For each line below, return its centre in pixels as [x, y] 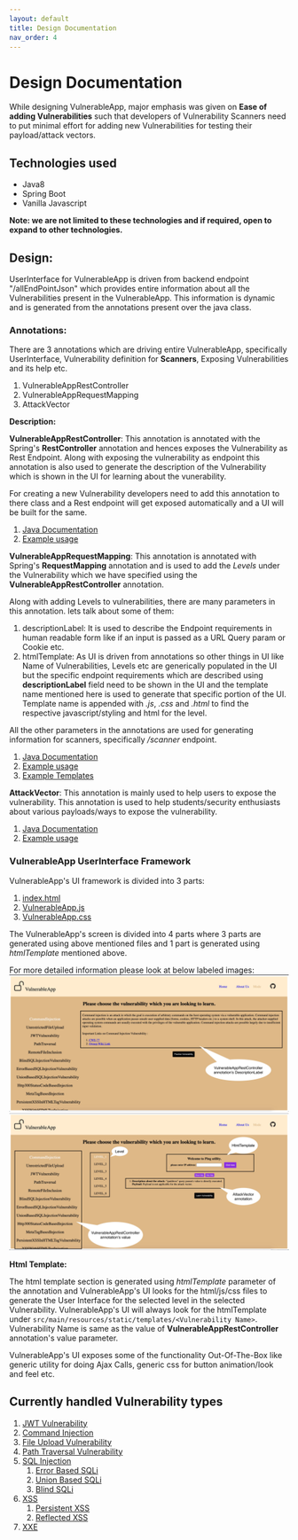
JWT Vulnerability [55, 1423]
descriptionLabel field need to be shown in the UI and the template [145, 685]
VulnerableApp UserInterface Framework [100, 862]
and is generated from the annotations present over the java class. [130, 307]
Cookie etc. [43, 647]
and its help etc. [39, 369]
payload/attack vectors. [52, 135]
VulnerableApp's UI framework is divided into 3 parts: [107, 880]
